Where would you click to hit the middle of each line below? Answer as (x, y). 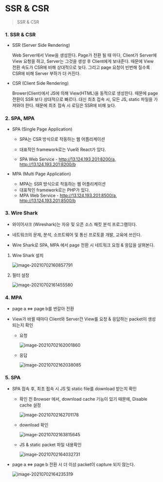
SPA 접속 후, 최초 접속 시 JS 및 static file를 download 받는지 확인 (74, 389)
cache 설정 (30, 405)
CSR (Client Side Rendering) (40, 83)
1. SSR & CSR (20, 35)
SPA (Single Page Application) (42, 129)
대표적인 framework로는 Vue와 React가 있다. (63, 149)
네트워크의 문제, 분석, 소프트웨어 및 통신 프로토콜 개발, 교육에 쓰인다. (77, 235)
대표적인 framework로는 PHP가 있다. (54, 190)
